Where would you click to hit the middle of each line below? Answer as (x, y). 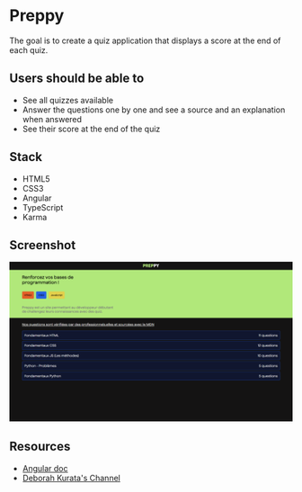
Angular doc (45, 468)
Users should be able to (77, 79)
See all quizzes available (68, 100)
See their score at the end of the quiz (91, 129)
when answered (52, 119)
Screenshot (43, 245)
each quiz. (29, 49)
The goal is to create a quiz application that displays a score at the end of (145, 40)
